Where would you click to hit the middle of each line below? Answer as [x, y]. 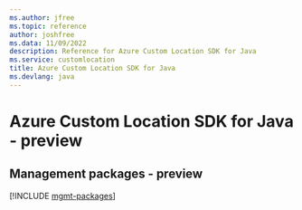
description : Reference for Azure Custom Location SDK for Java [133, 52]
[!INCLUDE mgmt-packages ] [62, 196]
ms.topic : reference [48, 26]
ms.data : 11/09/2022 [48, 43]
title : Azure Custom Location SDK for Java [93, 69]
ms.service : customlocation [62, 60]
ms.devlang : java [42, 77]
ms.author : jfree [42, 18]
